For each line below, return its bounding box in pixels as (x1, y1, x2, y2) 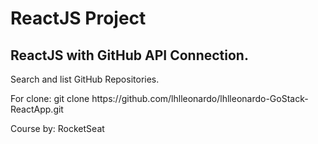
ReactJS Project (10, 7, 147, 30)
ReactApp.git (10, 103, 64, 115)
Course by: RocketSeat (10, 123, 105, 134)
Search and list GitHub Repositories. (10, 73, 160, 85)
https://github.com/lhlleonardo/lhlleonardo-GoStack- (91, 93, 309, 104)
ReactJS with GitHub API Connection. (10, 47, 249, 64)
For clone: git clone (10, 93, 90, 104)
